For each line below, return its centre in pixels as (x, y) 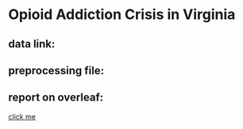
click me (22, 116)
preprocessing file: (56, 70)
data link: (32, 44)
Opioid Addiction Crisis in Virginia (122, 15)
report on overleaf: (56, 98)
